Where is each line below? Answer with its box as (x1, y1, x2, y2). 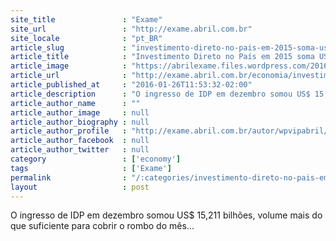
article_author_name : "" (10, 98, 141, 108)
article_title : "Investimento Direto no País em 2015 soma (10, 52, 315, 62)
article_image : (10, 61, 128, 71)
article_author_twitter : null (10, 145, 150, 155)
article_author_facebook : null (10, 136, 150, 146)
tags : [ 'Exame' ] (10, 163, 172, 173)
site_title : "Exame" (10, 14, 163, 25)
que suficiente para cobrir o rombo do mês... (10, 220, 195, 232)
